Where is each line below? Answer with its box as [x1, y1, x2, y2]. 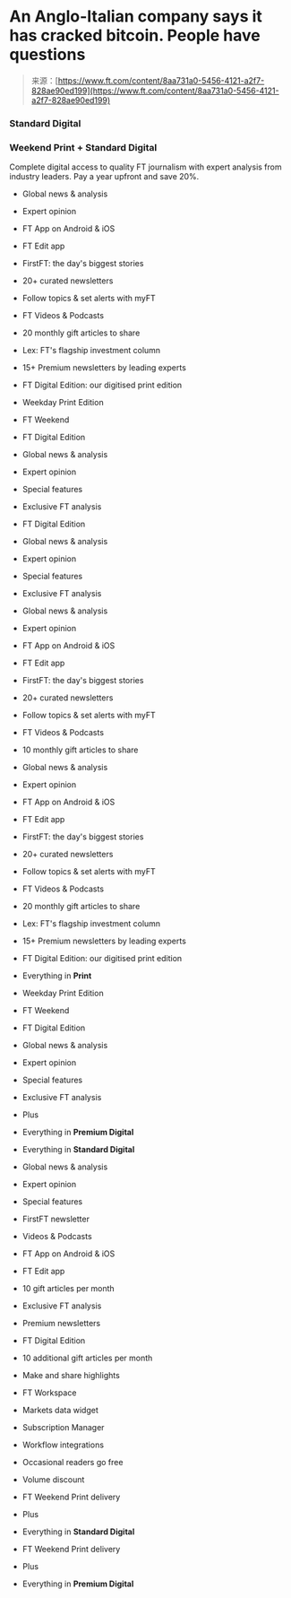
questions [9, 45, 86, 65]
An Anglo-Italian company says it [9, 6, 262, 27]
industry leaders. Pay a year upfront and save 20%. [9, 171, 200, 182]
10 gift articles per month [21, 1283, 115, 1294]
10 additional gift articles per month [21, 1352, 153, 1364]
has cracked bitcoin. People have [9, 25, 261, 46]
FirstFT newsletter [21, 1213, 90, 1225]
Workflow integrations [21, 1439, 105, 1450]
